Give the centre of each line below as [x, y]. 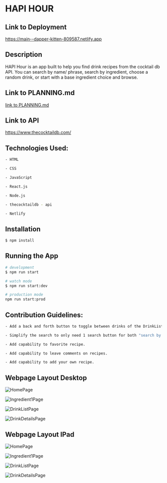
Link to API [22, 121]
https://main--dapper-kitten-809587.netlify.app [53, 39]
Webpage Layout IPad [40, 434]
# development [20, 267]
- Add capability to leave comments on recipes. [56, 353]
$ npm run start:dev [27, 286]
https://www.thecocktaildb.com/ [38, 132]
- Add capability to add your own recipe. [50, 362]
